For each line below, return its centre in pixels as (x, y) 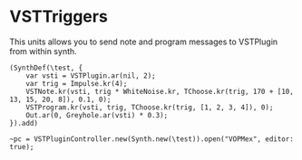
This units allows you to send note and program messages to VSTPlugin (144, 42)
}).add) (24, 123)
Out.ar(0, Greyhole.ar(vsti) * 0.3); (97, 115)
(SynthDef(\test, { (46, 68)
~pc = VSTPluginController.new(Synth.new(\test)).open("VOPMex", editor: (152, 139)
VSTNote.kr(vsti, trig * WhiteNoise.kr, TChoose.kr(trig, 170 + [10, (160, 91)
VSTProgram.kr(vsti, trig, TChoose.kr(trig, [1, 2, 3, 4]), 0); (150, 107)
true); (22, 146)
